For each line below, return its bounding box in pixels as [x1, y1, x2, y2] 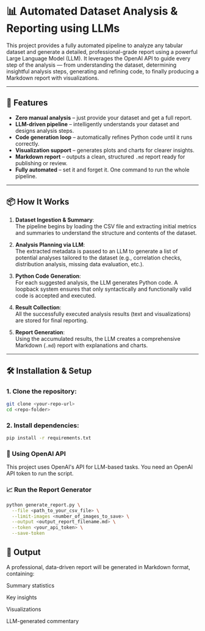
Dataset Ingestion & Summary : [15, 216, 95, 223]
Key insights [6, 594, 37, 601]
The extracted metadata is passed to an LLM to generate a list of [15, 247, 178, 255]
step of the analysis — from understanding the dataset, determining [6, 61, 177, 69]
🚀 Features [6, 98, 48, 108]
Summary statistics [6, 581, 55, 589]
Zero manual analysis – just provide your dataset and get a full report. [15, 114, 192, 121]
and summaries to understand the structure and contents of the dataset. [15, 229, 197, 236]
